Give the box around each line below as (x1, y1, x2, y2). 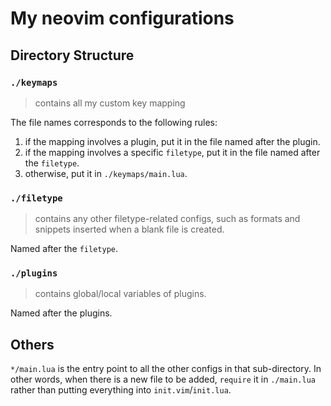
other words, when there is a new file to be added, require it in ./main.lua (10, 373, 316, 386)
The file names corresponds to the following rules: (10, 116, 218, 128)
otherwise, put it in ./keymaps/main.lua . (24, 167, 188, 179)
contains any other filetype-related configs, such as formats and (34, 213, 301, 225)
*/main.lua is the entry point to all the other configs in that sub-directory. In (10, 363, 322, 375)
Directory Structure (10, 47, 135, 64)
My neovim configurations (10, 7, 235, 30)
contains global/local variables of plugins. (34, 288, 207, 300)
